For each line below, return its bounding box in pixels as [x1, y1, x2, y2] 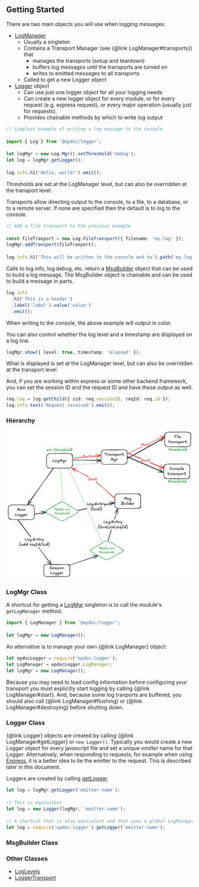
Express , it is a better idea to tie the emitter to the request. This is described [6, 757, 191, 764]
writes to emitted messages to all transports [32, 69, 140, 76]
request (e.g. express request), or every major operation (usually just [23, 101, 192, 108]
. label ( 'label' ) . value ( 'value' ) [11, 302, 92, 308]
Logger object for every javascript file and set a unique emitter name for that [6, 744, 192, 751]
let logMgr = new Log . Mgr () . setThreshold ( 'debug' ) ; [6, 151, 136, 157]
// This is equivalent [6, 799, 62, 805]
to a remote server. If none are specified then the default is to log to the [6, 204, 181, 212]
